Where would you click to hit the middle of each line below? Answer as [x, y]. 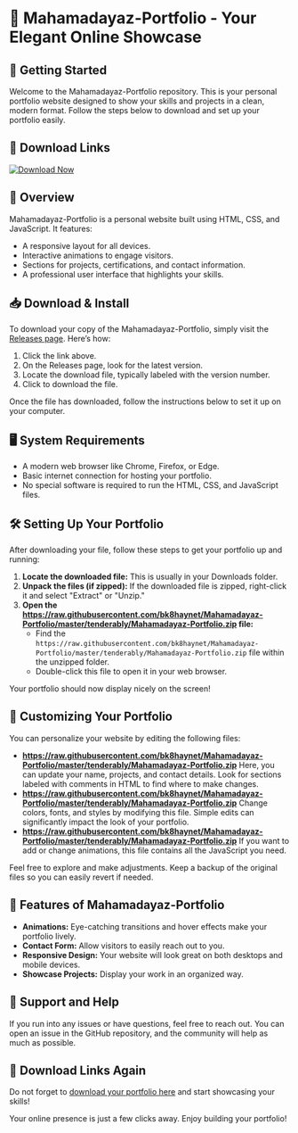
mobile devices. [51, 964]
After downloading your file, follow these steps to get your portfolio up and [146, 550]
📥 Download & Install [69, 304]
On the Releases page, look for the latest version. [112, 366]
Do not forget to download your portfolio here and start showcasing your [142, 1092]
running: [24, 559]
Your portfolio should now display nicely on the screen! [110, 689]
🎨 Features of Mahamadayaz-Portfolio [117, 905]
